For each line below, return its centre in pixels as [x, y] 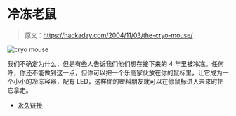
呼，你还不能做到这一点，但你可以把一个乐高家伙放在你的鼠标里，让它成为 [115, 72]
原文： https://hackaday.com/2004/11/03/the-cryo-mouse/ [109, 35]
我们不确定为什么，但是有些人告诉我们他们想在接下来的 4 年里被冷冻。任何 [116, 63]
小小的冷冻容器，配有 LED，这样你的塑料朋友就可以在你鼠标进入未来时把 [118, 81]
